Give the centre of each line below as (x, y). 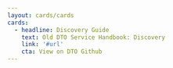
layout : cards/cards (41, 15)
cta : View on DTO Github (62, 52)
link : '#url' (43, 45)
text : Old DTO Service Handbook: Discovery (94, 37)
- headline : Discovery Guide (62, 30)
